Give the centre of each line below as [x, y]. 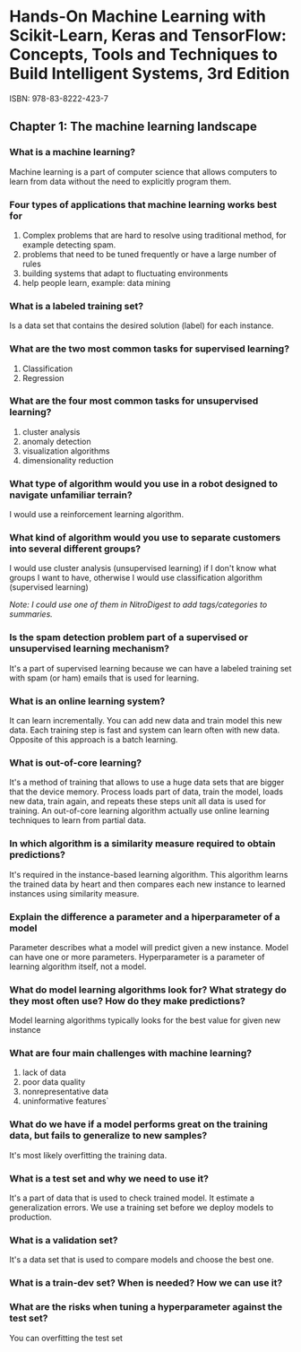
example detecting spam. [69, 245]
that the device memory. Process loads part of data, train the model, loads [146, 792]
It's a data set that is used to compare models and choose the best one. [142, 1260]
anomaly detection [56, 441]
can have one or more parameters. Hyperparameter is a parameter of [137, 957]
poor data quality [54, 1082]
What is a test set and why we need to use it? [109, 1178]
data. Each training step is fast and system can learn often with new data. [145, 730]
